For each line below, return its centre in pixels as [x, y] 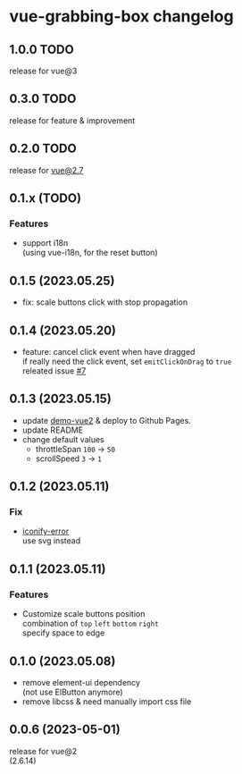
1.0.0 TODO [42, 50]
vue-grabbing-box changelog [121, 17]
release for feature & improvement [72, 120]
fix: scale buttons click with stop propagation [105, 302]
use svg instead [51, 541]
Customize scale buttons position [83, 614]
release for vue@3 [43, 71]
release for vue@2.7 [46, 170]
